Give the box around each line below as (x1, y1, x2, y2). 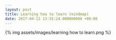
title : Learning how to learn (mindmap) (5, 12, 89, 17)
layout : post (5, 7, 32, 12)
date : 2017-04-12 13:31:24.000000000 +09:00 (5, 16, 98, 21)
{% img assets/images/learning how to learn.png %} (5, 30, 112, 36)
